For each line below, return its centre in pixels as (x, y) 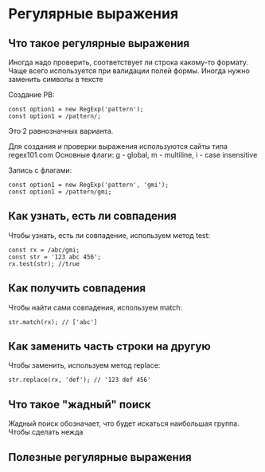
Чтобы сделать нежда (46, 432)
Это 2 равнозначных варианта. (61, 131)
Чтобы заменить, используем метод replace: (84, 365)
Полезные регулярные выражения (100, 457)
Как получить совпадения (77, 289)
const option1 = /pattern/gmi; (60, 192)
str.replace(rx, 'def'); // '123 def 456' (80, 380)
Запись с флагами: (40, 170)
